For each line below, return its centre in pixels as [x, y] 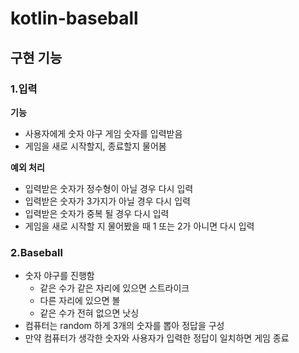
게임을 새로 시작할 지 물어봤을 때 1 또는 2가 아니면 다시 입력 [139, 226]
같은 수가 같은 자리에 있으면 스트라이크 [114, 288]
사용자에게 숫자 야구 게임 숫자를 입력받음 [103, 133]
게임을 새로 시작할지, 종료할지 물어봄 [95, 146]
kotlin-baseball [74, 18]
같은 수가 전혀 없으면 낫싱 [89, 313]
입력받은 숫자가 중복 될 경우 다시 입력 [97, 213]
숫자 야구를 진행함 [59, 276]
